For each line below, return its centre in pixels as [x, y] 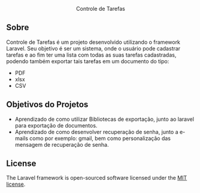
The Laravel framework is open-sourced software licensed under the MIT [97, 178]
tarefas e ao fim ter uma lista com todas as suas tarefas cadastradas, [91, 55]
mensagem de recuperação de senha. [62, 144]
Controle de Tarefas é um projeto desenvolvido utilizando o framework [93, 42]
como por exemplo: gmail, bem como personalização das [100, 138]
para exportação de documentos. [56, 125]
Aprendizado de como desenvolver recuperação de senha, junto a [96, 132]
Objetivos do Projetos [47, 105]
